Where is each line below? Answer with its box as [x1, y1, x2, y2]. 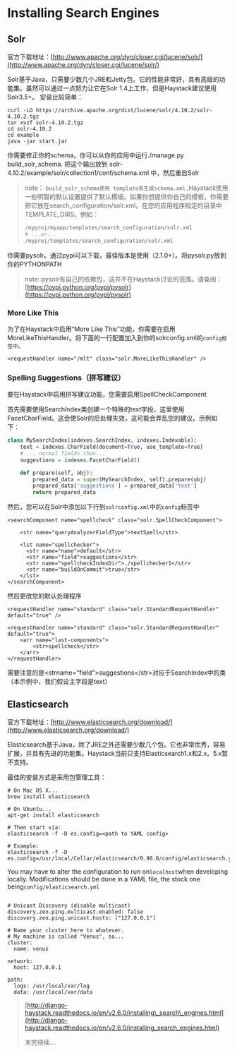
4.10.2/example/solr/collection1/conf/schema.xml [7, 169, 150, 177]
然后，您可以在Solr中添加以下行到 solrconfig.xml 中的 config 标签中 [7, 503, 200, 511]
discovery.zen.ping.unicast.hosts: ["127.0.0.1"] [7, 915, 157, 922]
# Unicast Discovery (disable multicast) [7, 902, 131, 910]
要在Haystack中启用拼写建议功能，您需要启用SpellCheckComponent [7, 390, 207, 399]
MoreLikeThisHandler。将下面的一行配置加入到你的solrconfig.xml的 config [7, 333, 222, 342]
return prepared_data [32, 489, 97, 496]
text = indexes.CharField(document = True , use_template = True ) [20, 443, 203, 451]
